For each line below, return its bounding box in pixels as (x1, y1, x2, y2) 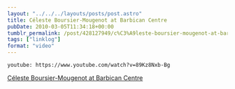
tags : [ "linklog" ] (7, 36, 61, 43)
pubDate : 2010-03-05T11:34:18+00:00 (7, 23, 114, 30)
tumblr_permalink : (7, 29, 61, 37)
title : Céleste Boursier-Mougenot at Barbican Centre (7, 17, 168, 24)
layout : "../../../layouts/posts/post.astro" (7, 10, 142, 17)
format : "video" (7, 42, 55, 49)
